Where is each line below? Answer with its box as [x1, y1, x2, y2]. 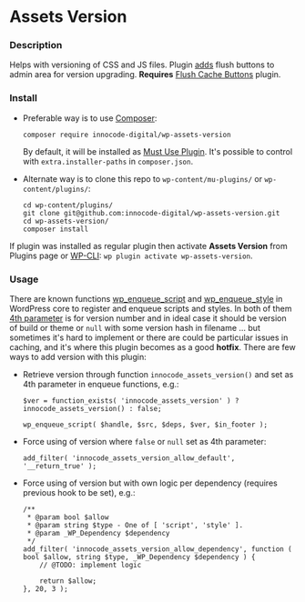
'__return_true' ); [22, 462, 97, 471]
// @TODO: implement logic [39, 561, 142, 570]
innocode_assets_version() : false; [22, 405, 162, 414]
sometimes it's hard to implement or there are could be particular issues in [9, 332, 289, 343]
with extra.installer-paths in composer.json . [22, 156, 194, 166]
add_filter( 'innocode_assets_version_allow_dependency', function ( [22, 545, 293, 554]
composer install [22, 225, 89, 234]
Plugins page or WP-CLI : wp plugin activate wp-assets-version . [9, 250, 253, 261]
